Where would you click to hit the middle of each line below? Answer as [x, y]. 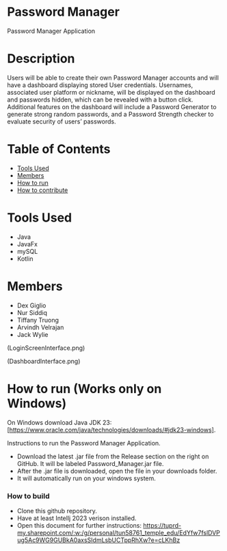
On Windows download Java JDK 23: [59, 422]
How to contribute [42, 190]
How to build [28, 496]
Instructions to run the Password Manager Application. [84, 443]
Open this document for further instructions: [79, 525]
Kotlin [25, 259]
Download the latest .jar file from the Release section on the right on [113, 456]
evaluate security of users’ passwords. [62, 121]
